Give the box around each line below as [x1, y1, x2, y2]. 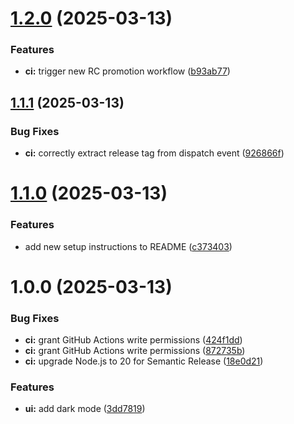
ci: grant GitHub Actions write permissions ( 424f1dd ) [24, 334, 243, 346]
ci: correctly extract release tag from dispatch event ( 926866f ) [24, 147, 285, 159]
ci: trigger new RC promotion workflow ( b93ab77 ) [24, 65, 231, 77]
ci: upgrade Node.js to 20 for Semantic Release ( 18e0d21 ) [24, 355, 264, 367]
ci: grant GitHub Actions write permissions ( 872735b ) [24, 345, 246, 357]
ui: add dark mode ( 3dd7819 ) [24, 403, 146, 415]
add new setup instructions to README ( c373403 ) [24, 240, 233, 252]
